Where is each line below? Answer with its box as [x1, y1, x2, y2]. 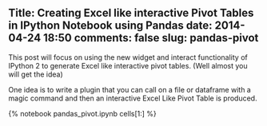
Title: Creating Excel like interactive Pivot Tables [8, 6, 254, 20]
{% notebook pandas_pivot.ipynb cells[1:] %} [8, 108, 157, 118]
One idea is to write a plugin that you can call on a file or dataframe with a [8, 85, 252, 94]
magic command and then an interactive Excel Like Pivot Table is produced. [8, 93, 257, 103]
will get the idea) [8, 69, 64, 79]
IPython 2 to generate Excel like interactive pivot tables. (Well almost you [8, 61, 248, 70]
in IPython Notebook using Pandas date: [8, 19, 213, 33]
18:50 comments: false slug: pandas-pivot [42, 31, 259, 45]
